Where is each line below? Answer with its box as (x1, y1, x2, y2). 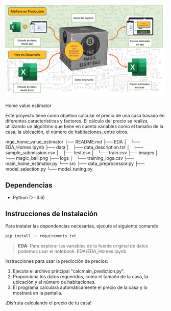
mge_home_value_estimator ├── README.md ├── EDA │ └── (5, 139, 140, 145)
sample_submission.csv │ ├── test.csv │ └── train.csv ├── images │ (5, 150, 158, 156)
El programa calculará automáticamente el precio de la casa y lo (12, 284, 148, 291)
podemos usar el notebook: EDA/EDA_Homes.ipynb (17, 248, 127, 254)
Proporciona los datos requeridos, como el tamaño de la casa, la (12, 273, 149, 279)
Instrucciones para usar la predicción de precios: (5, 258, 109, 264)
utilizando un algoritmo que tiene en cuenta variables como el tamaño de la (5, 123, 163, 130)
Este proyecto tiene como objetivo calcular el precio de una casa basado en (5, 113, 165, 119)
